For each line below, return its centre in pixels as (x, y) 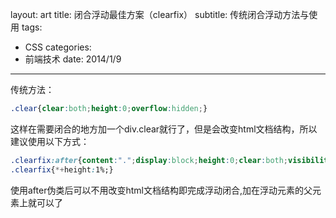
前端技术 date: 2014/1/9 (73, 59)
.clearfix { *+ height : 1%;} (62, 169)
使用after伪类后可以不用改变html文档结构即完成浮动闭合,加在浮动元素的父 (161, 190)
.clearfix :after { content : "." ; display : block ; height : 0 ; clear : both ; (149, 160)
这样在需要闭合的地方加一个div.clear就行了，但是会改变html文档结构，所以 (164, 129)
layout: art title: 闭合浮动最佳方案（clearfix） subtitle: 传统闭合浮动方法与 (160, 14)
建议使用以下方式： (50, 141)
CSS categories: (58, 47)
